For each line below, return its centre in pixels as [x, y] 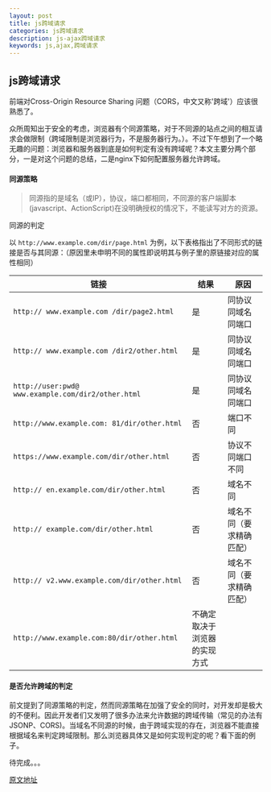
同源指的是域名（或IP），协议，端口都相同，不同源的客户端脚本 [132, 198]
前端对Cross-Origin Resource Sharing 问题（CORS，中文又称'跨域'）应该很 [133, 101]
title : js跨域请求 [38, 23]
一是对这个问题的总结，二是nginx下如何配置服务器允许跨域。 [124, 159]
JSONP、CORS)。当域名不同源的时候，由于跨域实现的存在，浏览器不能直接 [134, 725]
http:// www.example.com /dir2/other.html [96, 351]
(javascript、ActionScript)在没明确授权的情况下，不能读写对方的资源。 [146, 208]
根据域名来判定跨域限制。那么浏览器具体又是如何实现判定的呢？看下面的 [129, 736]
